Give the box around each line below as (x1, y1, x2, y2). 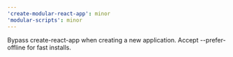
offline (7, 43, 26, 51)
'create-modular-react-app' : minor (7, 10, 111, 17)
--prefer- (200, 35, 226, 44)
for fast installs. (27, 43, 72, 51)
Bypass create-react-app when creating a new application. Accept (7, 35, 199, 44)
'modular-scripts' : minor (7, 17, 82, 24)
